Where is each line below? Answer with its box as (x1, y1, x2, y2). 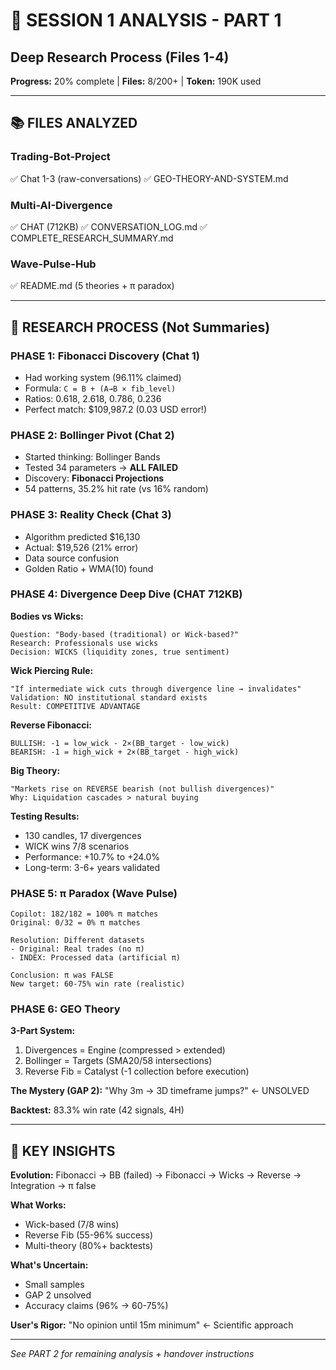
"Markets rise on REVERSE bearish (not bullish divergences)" (10, 784, 275, 794)
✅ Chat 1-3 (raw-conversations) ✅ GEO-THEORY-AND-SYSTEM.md (10, 172, 289, 184)
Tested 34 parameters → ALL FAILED (24, 462, 179, 474)
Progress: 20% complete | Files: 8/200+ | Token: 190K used (10, 75, 262, 87)
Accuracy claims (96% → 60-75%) (24, 1300, 169, 1312)
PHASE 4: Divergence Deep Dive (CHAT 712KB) (10, 587, 243, 601)
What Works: (10, 1199, 67, 1211)
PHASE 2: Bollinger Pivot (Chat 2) (10, 428, 175, 442)
